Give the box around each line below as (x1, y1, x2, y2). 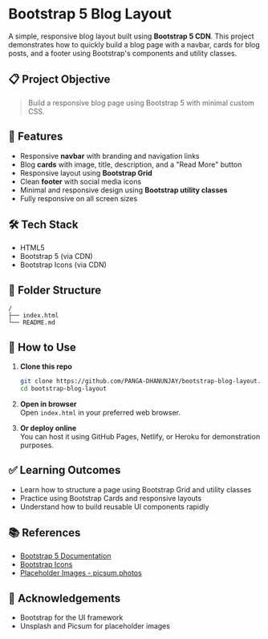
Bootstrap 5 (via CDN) (19, 252, 94, 261)
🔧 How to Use (8, 340, 76, 354)
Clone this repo (19, 362, 72, 371)
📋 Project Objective (8, 73, 111, 87)
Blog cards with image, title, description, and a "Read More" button (19, 160, 242, 169)
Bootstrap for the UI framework (19, 613, 124, 622)
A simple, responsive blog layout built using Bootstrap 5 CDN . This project (8, 31, 254, 41)
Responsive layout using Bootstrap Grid (19, 168, 152, 177)
